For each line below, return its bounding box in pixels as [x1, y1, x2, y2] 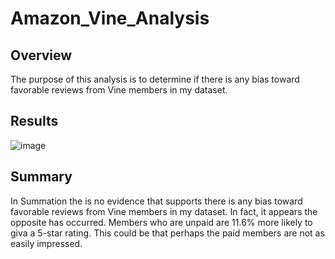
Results [10, 113, 59, 130]
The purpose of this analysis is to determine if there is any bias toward [10, 73, 300, 85]
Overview [10, 47, 73, 64]
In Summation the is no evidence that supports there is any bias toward [10, 195, 303, 207]
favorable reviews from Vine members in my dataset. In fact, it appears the [10, 205, 318, 217]
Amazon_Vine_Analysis [10, 7, 210, 30]
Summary [10, 168, 73, 186]
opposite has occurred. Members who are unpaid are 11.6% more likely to [10, 216, 313, 228]
